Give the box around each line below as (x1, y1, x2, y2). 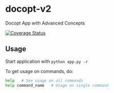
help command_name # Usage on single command (5, 83, 109, 88)
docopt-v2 (5, 3, 52, 15)
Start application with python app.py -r (5, 58, 88, 64)
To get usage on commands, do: (5, 68, 74, 74)
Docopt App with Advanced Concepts (5, 20, 85, 26)
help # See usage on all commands (5, 78, 83, 83)
